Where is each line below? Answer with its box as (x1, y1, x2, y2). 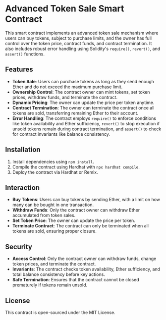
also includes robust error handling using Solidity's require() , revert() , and (5, 46, 161, 52)
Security (5, 242, 32, 251)
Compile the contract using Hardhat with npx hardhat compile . (12, 164, 140, 170)
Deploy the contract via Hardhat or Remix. (12, 169, 98, 175)
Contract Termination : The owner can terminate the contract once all (12, 105, 155, 110)
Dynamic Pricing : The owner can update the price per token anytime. (12, 100, 155, 106)
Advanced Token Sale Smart (5, 3, 124, 14)
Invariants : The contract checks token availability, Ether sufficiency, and (12, 266, 160, 272)
